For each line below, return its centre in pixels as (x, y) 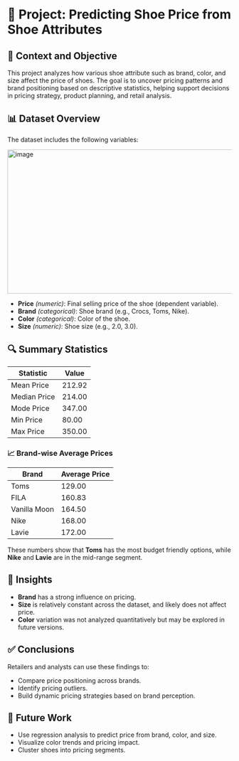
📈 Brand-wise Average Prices (60, 453)
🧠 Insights (30, 580)
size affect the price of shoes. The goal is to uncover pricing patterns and (115, 80)
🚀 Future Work (40, 718)
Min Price (27, 420)
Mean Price (30, 385)
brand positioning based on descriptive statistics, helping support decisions (118, 88)
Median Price (33, 396)
